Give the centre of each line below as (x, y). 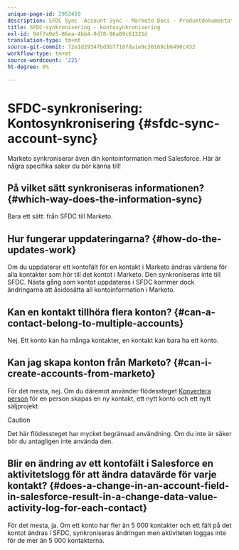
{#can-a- (195, 312)
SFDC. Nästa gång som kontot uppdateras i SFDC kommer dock (101, 282)
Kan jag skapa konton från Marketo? (90, 363)
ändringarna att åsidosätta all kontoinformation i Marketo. (91, 290)
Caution (19, 420)
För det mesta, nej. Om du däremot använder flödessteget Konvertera (109, 391)
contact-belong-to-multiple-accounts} (96, 323)
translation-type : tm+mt (44, 41)
